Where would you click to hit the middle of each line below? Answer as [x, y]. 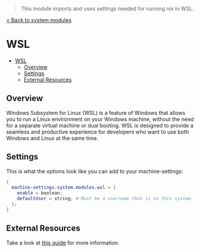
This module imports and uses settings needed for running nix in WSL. [107, 9]
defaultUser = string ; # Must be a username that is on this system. [105, 199]
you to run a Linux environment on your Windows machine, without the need [100, 119]
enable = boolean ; [40, 193]
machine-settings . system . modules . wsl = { [64, 188]
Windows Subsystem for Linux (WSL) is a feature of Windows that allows [96, 113]
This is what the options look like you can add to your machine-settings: [95, 171]
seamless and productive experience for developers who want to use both [98, 132]
